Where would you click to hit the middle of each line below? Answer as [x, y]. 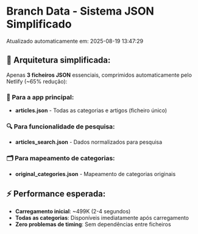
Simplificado [39, 24]
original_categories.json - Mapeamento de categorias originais [95, 174]
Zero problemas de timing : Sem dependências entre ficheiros [93, 224]
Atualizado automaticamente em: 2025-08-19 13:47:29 [75, 41]
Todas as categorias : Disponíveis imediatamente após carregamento [102, 218]
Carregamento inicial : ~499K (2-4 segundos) [73, 211]
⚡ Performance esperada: [56, 194]
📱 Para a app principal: [40, 97]
